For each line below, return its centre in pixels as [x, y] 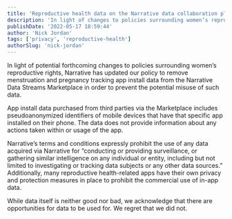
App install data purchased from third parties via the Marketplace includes [113, 108]
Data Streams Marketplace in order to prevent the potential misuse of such [113, 87]
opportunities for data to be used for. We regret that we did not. [97, 208]
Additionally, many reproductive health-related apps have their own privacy [114, 173]
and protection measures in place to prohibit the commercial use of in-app [113, 180]
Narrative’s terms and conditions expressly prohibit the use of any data [108, 143]
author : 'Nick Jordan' [40, 33]
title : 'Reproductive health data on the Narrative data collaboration [112, 13]
